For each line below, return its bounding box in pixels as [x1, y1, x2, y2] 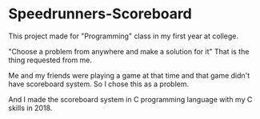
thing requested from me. [8, 55, 93, 65]
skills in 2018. [8, 103, 53, 113]
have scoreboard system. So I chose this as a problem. [8, 79, 190, 89]
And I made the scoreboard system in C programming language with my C [8, 94, 253, 104]
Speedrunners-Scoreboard [8, 5, 192, 23]
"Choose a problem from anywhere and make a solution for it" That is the [8, 46, 250, 56]
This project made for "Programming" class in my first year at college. [8, 31, 238, 41]
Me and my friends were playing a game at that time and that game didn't [8, 70, 250, 80]
